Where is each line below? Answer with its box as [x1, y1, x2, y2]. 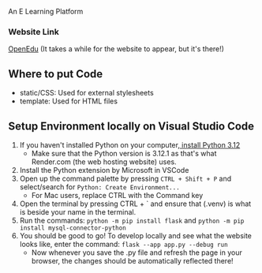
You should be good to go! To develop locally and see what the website [19, 230, 253, 240]
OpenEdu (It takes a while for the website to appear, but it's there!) [8, 44, 225, 54]
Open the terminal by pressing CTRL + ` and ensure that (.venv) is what [19, 199, 252, 208]
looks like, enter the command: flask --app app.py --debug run [19, 239, 228, 249]
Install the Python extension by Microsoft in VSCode [19, 165, 189, 174]
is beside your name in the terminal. [19, 207, 137, 216]
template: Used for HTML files [19, 96, 118, 106]
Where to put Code [8, 67, 103, 80]
